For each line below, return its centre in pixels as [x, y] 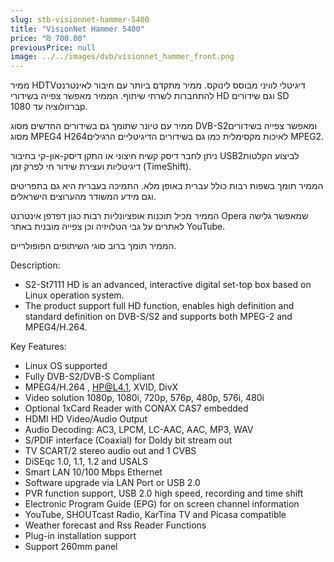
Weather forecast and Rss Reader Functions [115, 525]
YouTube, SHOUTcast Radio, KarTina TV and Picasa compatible [155, 515]
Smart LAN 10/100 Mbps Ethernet [93, 472]
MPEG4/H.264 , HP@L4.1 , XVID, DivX [101, 387]
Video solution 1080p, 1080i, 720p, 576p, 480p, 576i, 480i [144, 398]
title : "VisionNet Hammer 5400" [77, 29]
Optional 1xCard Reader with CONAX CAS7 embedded [136, 408]
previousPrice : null [53, 47]
